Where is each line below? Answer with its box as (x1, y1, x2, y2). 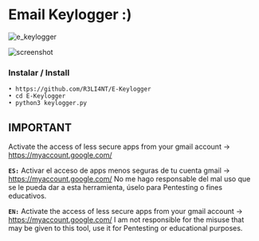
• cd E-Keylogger (8, 92, 66, 100)
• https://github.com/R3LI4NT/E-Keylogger (8, 85, 151, 93)
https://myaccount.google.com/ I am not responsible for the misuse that (8, 215, 245, 224)
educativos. (8, 191, 47, 200)
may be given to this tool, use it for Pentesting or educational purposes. (8, 224, 243, 233)
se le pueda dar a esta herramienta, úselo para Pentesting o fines (8, 183, 223, 192)
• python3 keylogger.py (8, 99, 88, 107)
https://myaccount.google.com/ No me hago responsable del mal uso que (8, 174, 251, 184)
